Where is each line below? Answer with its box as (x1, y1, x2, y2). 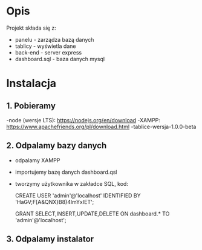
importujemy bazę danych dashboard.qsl (15, 168, 117, 176)
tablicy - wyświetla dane (15, 42, 76, 50)
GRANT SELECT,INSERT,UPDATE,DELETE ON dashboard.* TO (15, 210, 170, 217)
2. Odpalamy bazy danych (6, 140, 107, 151)
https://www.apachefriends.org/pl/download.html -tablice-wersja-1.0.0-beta (6, 123, 197, 130)
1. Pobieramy (6, 100, 56, 111)
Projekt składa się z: (6, 24, 56, 31)
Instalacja (6, 77, 56, 90)
